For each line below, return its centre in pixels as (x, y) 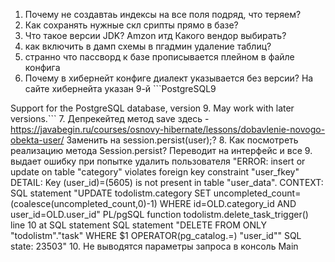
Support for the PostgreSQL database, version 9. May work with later (152, 108)
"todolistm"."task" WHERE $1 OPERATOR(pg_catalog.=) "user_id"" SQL (156, 235)
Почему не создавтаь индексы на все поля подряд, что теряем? (163, 14)
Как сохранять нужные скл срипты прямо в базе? (131, 25)
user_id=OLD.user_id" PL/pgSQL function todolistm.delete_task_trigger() (159, 214)
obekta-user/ (37, 140)
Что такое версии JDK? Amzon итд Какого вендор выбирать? (155, 35)
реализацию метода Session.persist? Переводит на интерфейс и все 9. (161, 150)
